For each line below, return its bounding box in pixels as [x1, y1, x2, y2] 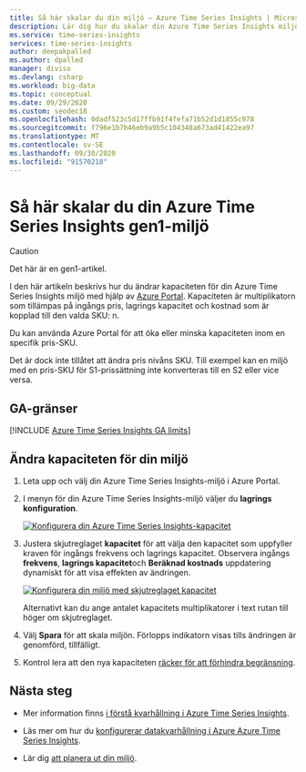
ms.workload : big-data [9, 81, 96, 90]
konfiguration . [22, 503, 78, 514]
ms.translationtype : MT [9, 132, 100, 141]
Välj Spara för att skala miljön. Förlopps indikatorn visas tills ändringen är [22, 630, 297, 641]
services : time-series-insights [9, 38, 132, 48]
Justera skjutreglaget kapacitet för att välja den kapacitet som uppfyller [22, 538, 293, 549]
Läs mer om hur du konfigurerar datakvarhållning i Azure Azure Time [22, 725, 280, 736]
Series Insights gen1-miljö [9, 216, 209, 237]
